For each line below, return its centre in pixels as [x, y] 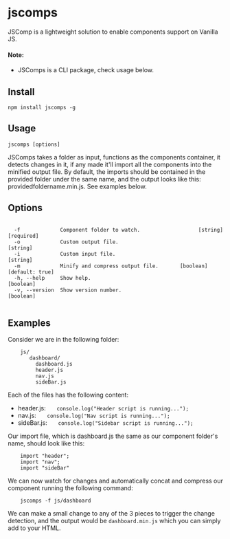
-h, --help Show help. [53, 278]
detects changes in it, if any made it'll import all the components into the [110, 164]
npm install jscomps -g [42, 107]
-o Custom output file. [66, 242]
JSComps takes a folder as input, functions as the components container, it [114, 157]
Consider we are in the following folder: [64, 340]
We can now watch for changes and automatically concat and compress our [116, 481]
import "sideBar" [45, 468]
